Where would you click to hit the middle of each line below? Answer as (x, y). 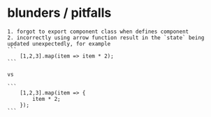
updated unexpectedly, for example (59, 43)
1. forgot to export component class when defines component (98, 32)
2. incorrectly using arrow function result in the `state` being (106, 37)
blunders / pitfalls (59, 13)
